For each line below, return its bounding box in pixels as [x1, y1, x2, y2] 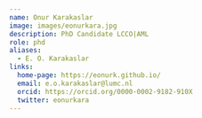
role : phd [9, 37, 46, 47]
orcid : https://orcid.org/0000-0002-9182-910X [17, 87, 193, 96]
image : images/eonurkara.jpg [9, 21, 117, 30]
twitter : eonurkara [17, 95, 90, 105]
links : [9, 63, 34, 72]
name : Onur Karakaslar [9, 12, 93, 22]
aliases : [9, 46, 42, 55]
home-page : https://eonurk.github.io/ [17, 71, 162, 80]
